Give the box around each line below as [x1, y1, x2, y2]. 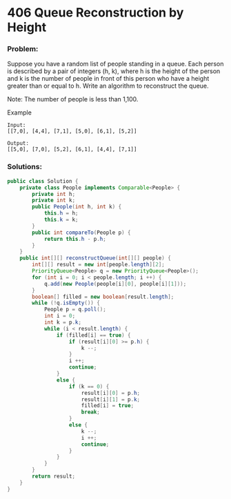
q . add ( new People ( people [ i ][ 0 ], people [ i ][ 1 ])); [43, 280, 187, 287]
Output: [7, 140, 30, 147]
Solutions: [7, 162, 43, 172]
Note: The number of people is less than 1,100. [7, 95, 139, 104]
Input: [7, 122, 26, 129]
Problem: [7, 44, 39, 54]
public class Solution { [7, 177, 79, 184]
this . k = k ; [43, 216, 79, 224]
